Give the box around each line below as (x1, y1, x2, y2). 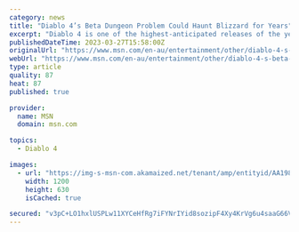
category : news (9, 12, 66, 22)
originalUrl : (9, 46, 58, 55)
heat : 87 (9, 79, 42, 88)
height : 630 (25, 185, 69, 194)
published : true (9, 87, 69, 96)
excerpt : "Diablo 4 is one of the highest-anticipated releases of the (9, 29, 280, 38)
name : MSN (17, 112, 53, 121)
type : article (9, 63, 62, 72)
